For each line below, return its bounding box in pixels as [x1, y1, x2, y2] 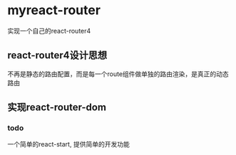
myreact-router [7, 2, 101, 18]
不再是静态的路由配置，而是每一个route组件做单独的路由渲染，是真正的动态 [7, 70, 230, 78]
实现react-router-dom [7, 102, 107, 114]
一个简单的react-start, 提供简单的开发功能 [7, 140, 130, 149]
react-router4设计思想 [7, 49, 108, 62]
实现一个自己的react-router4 [7, 26, 91, 35]
